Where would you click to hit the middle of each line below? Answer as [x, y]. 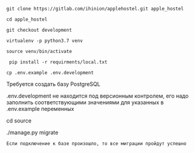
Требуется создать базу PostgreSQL [53, 84]
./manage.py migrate [33, 132]
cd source [19, 121]
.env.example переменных [40, 109]
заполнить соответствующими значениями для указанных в [85, 102]
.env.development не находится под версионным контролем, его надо [97, 96]
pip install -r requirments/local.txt [58, 62]
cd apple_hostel [27, 20]
